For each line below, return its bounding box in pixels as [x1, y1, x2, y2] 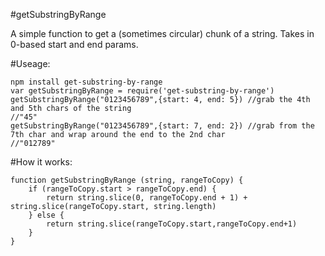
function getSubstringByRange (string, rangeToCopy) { [10, 175, 244, 185]
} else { [28, 210, 65, 220]
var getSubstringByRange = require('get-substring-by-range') [10, 86, 275, 96]
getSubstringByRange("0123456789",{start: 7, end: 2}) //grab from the [10, 121, 315, 131]
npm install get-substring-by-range [10, 77, 163, 87]
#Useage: [10, 58, 51, 69]
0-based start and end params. [10, 39, 139, 50]
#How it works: [10, 156, 73, 168]
